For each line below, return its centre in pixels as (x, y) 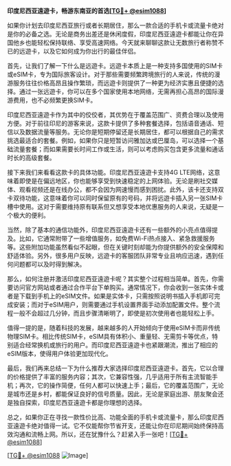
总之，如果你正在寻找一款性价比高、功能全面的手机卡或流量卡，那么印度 (109, 417)
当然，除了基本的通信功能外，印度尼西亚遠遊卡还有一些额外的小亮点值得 (109, 230)
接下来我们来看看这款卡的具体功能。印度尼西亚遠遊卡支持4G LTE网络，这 (111, 172)
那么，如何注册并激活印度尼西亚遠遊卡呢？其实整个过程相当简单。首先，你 (112, 279)
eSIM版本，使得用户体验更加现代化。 (59, 354)
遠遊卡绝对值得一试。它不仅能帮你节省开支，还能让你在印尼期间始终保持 (115, 426)
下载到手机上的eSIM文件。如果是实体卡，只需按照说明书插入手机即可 (117, 296)
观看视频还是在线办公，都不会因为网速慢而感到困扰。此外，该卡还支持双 (121, 189)
